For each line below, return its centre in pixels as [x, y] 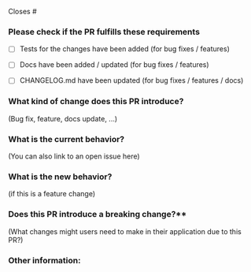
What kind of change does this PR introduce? [96, 102]
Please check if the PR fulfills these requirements [104, 32]
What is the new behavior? [60, 177]
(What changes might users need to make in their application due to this [125, 231]
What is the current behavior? [66, 139]
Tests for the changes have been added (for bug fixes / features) [124, 49]
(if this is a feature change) [52, 194]
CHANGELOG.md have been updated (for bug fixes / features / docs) [131, 80]
